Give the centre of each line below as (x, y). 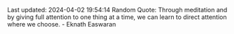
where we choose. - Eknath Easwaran (62, 24)
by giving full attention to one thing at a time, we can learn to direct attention (117, 17)
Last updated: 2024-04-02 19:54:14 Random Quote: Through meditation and (117, 10)
